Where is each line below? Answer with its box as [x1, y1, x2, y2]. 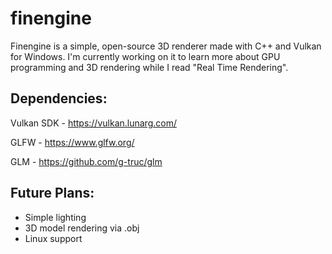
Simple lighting [24, 211, 87, 223]
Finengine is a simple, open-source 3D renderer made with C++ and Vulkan [10, 40, 322, 52]
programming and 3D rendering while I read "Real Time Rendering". [10, 61, 289, 73]
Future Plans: [10, 185, 95, 202]
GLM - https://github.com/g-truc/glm [10, 155, 163, 167]
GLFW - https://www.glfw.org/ [10, 136, 135, 148]
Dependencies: [10, 90, 108, 107]
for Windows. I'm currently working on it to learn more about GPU [10, 50, 281, 62]
